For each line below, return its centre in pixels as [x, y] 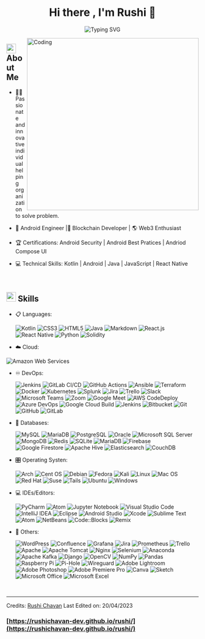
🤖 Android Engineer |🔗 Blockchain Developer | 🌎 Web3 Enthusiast [98, 228]
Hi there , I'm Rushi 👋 [103, 13]
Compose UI [31, 251]
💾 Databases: [32, 422]
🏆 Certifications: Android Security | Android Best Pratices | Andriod [100, 242]
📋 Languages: [34, 314]
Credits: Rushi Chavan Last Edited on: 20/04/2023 [70, 605]
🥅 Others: [27, 531]
